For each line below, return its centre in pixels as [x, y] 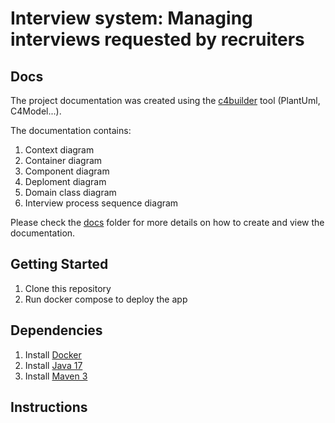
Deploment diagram [65, 181]
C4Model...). [36, 111]
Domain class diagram [70, 192]
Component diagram [67, 171]
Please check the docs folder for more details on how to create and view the [167, 222]
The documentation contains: [71, 130]
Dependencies [56, 330]
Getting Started [59, 264]
